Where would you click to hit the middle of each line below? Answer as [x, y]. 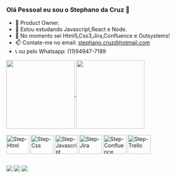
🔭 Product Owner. [37, 23]
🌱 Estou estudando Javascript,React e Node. [71, 29]
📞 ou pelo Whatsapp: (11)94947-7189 [60, 52]
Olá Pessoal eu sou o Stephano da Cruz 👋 [68, 10]
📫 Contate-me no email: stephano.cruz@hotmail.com [83, 43]
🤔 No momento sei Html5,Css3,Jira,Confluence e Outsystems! [93, 36]
